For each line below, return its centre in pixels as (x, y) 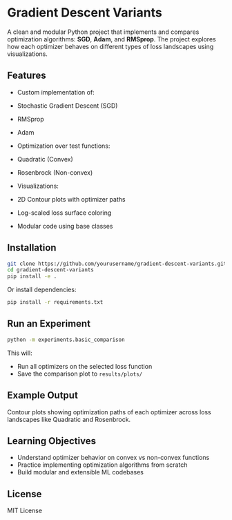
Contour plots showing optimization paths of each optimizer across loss (109, 412)
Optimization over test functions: (64, 146)
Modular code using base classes (65, 226)
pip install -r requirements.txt (55, 302)
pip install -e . (32, 277)
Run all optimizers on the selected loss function (85, 366)
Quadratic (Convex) (45, 159)
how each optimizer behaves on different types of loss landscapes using (110, 46)
